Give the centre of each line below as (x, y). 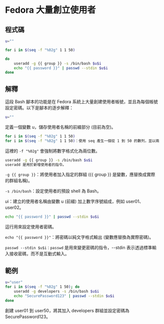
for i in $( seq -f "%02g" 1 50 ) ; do (42, 287)
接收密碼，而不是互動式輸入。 (39, 254)
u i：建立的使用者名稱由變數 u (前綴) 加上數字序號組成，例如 (65, 202)
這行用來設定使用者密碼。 (31, 227)
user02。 (14, 208)
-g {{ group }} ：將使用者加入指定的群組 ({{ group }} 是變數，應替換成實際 (80, 175)
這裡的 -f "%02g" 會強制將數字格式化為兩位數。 (52, 151)
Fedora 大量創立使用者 (51, 10)
